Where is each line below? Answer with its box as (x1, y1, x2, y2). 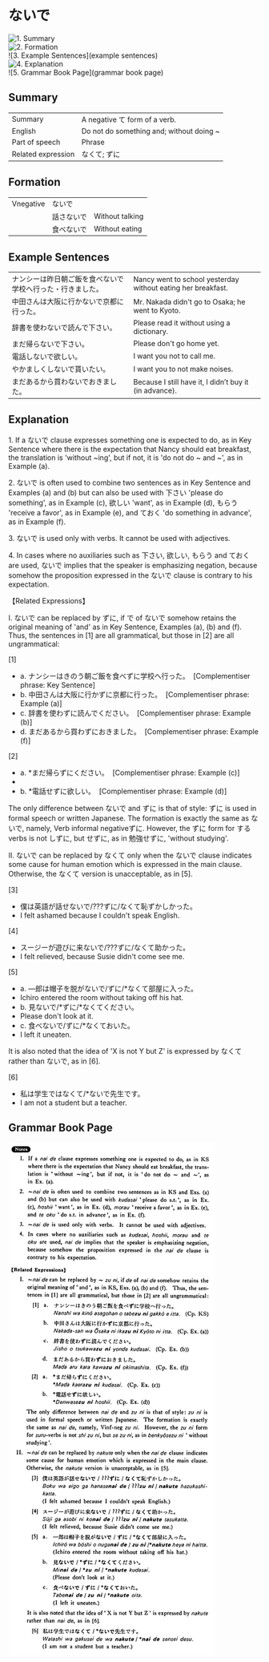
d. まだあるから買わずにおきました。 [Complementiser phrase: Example (19, 726, 259, 736)
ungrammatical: (8, 639, 60, 648)
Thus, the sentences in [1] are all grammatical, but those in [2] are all (8, 630, 235, 640)
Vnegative (11, 199, 46, 208)
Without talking (93, 212, 144, 221)
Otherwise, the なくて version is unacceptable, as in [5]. (8, 869, 194, 878)
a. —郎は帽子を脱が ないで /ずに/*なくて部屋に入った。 (19, 983, 198, 993)
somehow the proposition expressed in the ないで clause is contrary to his (8, 570, 253, 580)
